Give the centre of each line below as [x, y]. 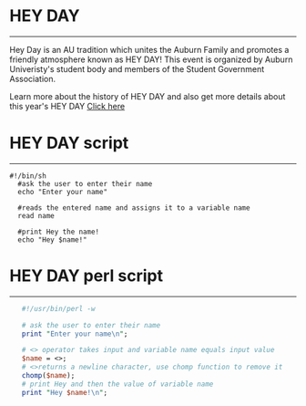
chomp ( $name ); [48, 376]
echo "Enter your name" [62, 192]
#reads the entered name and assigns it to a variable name [134, 208]
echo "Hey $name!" [53, 239]
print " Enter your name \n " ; [75, 334]
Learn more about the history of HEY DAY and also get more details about [148, 96]
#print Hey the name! [59, 232]
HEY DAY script [69, 143]
